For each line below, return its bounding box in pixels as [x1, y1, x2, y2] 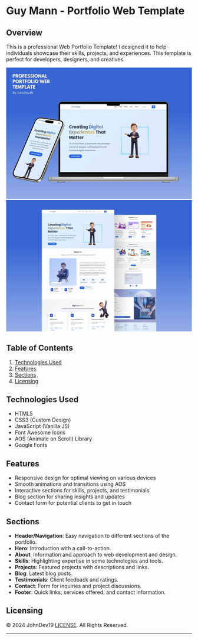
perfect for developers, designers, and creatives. [6, 56, 125, 63]
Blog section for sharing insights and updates [14, 493, 125, 500]
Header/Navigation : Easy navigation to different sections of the [14, 532, 170, 539]
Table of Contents [6, 343, 74, 353]
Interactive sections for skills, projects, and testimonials [14, 487, 150, 494]
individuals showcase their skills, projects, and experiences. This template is [6, 50, 192, 57]
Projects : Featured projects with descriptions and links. [14, 563, 149, 570]
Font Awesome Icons [14, 429, 66, 436]
